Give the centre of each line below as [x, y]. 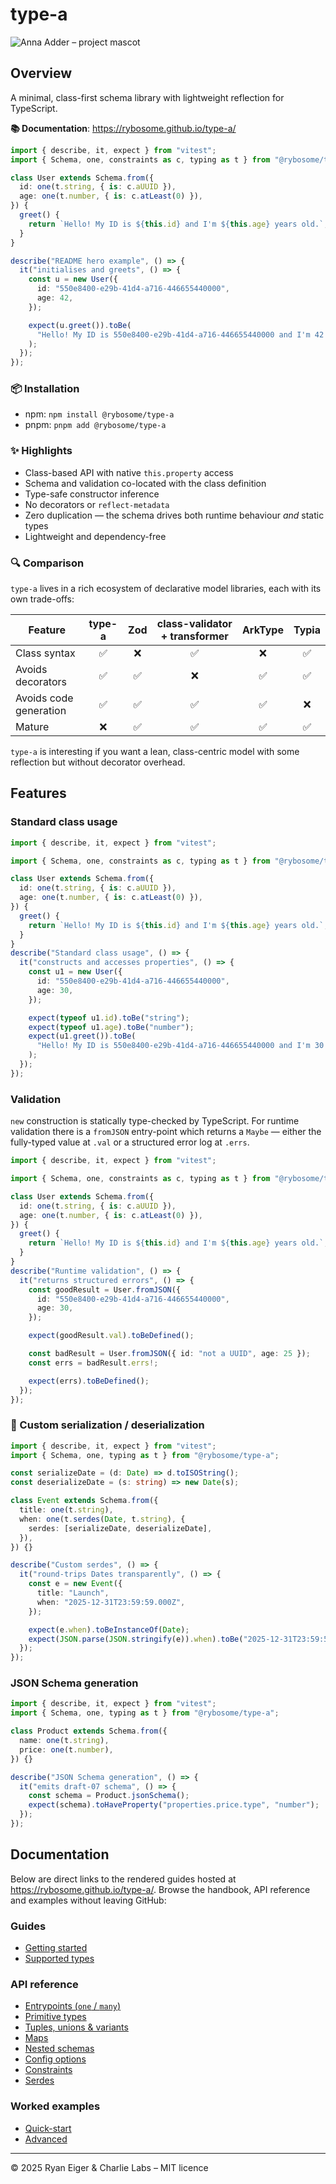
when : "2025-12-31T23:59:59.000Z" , [111, 1602]
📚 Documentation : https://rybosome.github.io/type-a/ [123, 128]
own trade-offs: [42, 599]
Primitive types [55, 2017]
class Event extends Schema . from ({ [84, 1501]
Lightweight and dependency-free [95, 536]
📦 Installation [45, 389]
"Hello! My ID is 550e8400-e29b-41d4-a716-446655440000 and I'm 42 [180, 334]
